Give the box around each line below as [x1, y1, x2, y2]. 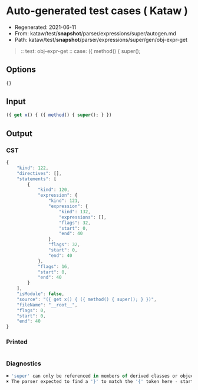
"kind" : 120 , [37, 187, 70, 193]
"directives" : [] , [16, 170, 62, 176]
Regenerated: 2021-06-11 [14, 24, 77, 31]
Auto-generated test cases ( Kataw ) [6, 4, 189, 18]
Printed [6, 338, 28, 346]
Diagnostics [6, 359, 41, 368]
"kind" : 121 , [48, 198, 81, 204]
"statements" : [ [16, 176, 57, 182]
